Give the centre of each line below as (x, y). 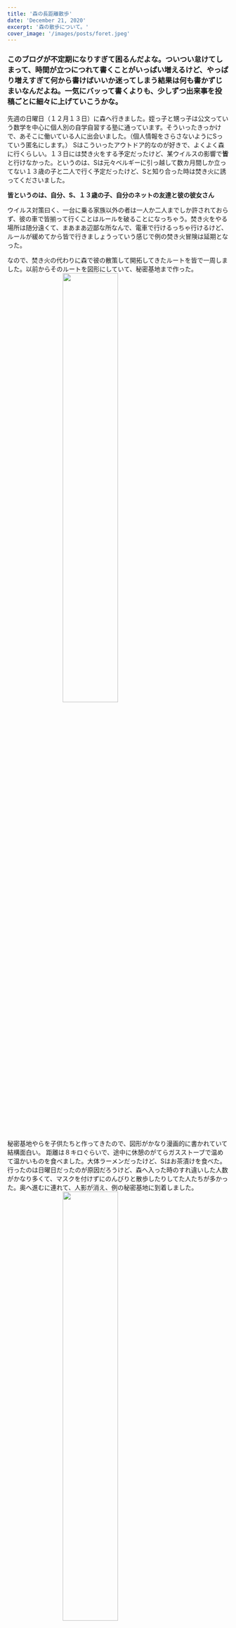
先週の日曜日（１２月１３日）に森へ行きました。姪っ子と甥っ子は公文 (109, 118)
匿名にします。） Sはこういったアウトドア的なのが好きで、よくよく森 (125, 144)
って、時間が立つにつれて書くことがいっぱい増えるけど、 (110, 70)
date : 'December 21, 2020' (47, 20)
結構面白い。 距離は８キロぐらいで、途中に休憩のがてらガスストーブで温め (116, 1152)
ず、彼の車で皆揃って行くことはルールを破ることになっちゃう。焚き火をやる (118, 218)
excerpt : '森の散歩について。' (48, 27)
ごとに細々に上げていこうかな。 (68, 101)
